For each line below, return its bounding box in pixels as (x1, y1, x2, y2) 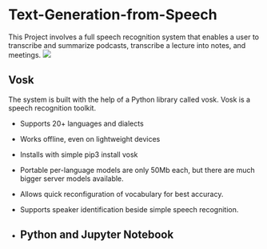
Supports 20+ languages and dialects (19, 118, 144, 128)
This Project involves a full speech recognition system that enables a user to (8, 32, 260, 42)
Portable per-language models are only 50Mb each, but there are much (19, 165, 256, 175)
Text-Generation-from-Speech (8, 6, 217, 24)
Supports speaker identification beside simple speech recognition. (19, 204, 239, 214)
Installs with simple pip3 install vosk (19, 150, 138, 159)
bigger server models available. (19, 174, 124, 183)
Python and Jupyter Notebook (19, 228, 174, 242)
